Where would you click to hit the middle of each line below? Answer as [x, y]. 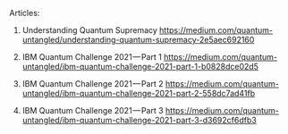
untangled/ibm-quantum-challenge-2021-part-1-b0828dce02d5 [140, 67]
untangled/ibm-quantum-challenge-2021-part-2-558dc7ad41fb [139, 93]
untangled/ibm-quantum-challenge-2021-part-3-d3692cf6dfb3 [139, 120]
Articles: [25, 13]
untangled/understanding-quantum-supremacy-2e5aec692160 [138, 40]
